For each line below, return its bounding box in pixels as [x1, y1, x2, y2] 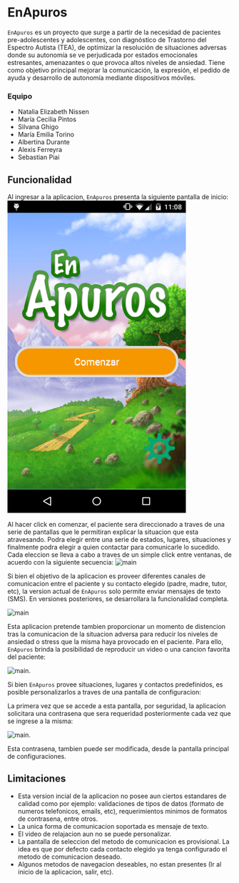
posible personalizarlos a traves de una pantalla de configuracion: [7, 688, 202, 697]
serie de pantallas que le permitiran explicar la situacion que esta [7, 528, 198, 536]
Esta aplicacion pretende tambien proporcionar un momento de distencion [7, 622, 226, 631]
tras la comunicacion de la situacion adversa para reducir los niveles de [7, 630, 218, 639]
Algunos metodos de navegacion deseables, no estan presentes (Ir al [17, 859, 222, 868]
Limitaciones [7, 772, 66, 785]
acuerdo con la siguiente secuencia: [7, 558, 114, 567]
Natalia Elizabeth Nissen [17, 108, 89, 116]
